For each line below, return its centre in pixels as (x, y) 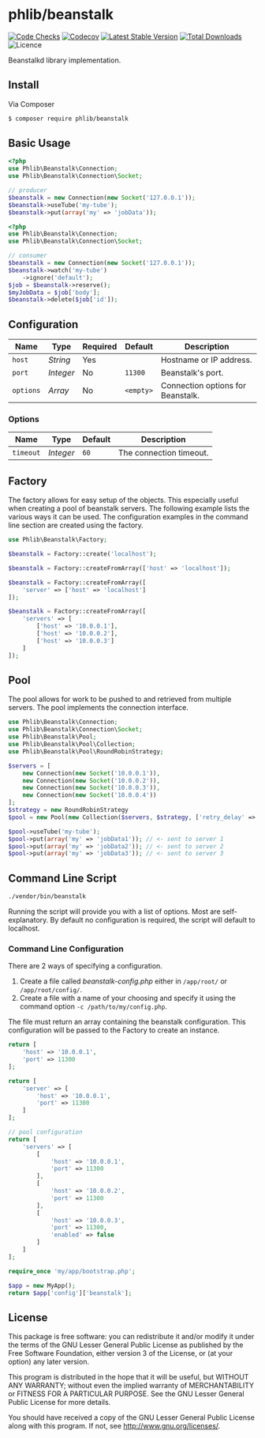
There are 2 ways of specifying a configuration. (86, 966)
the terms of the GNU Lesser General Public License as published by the (126, 1345)
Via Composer (32, 104)
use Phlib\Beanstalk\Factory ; (58, 540)
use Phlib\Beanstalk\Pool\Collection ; (72, 745)
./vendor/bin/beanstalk (47, 896)
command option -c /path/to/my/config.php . (93, 1006)
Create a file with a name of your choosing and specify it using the (128, 998)
